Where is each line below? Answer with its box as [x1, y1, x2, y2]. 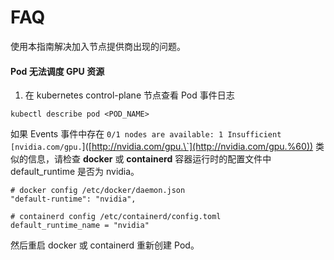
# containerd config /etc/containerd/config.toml [10, 212, 222, 222]
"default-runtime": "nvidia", [10, 194, 137, 205]
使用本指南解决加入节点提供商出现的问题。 [10, 40, 186, 52]
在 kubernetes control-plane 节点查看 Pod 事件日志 [24, 89, 235, 101]
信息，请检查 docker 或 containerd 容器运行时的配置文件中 [27, 153, 272, 165]
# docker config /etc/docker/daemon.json [10, 186, 186, 196]
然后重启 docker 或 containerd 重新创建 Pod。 [10, 239, 200, 251]
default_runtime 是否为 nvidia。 [10, 166, 140, 178]
